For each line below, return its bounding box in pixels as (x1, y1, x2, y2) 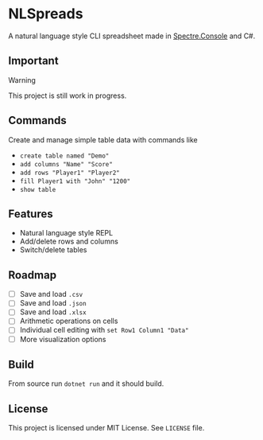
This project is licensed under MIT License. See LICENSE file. (8, 423, 205, 433)
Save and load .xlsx (19, 307, 87, 317)
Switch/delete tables (19, 245, 87, 255)
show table (19, 185, 56, 193)
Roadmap (8, 268, 57, 282)
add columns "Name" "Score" (19, 160, 113, 168)
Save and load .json (19, 298, 87, 308)
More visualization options (19, 334, 106, 344)
